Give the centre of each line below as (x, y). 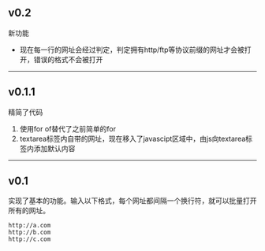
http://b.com (30, 233)
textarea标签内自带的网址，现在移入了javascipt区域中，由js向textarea (132, 138)
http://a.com (30, 226)
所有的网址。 (29, 211)
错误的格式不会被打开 (68, 59)
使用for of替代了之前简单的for (68, 128)
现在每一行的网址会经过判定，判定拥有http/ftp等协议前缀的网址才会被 (132, 50)
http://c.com (30, 239)
